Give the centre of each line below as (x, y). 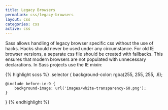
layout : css (18, 19)
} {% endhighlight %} (27, 102)
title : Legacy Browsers (30, 10)
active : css (18, 29)
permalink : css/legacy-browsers (39, 15)
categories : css (22, 24)
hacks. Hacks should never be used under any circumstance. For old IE (80, 49)
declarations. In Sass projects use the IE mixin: (54, 65)
